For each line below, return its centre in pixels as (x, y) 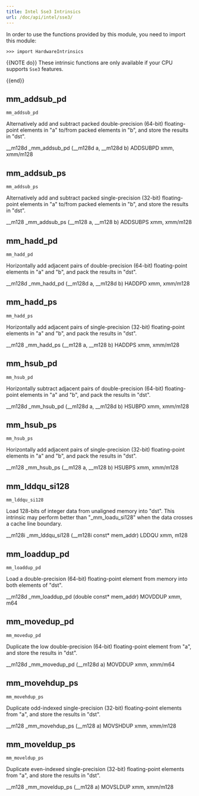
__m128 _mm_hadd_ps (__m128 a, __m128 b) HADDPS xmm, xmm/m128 (93, 345)
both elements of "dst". (34, 585)
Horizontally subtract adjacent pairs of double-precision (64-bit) (85, 388)
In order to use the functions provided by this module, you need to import (96, 34)
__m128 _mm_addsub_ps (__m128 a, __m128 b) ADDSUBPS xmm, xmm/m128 (99, 222)
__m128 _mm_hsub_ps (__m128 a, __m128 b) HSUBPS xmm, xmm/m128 (93, 468)
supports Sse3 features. (35, 69)
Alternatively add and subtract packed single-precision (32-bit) (83, 198)
